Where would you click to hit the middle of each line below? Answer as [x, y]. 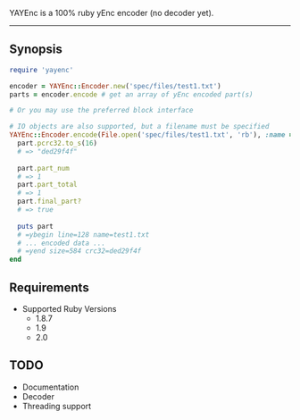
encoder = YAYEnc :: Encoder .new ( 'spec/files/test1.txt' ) [115, 86]
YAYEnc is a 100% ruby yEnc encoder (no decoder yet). [112, 13]
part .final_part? [50, 202]
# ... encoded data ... [61, 243]
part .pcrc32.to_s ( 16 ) [58, 143]
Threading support [57, 406]
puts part [35, 226]
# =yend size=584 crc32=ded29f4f [79, 251]
